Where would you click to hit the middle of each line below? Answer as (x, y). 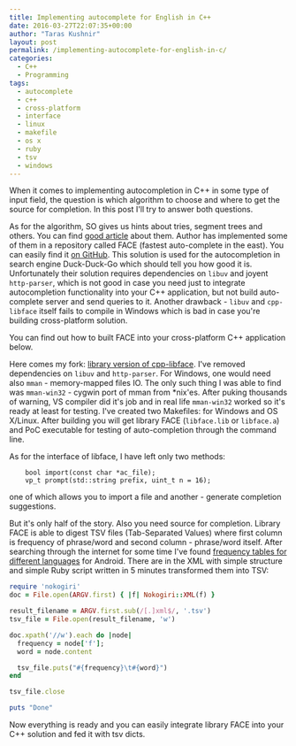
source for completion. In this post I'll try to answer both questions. (131, 210)
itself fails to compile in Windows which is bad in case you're (150, 311)
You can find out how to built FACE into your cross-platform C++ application (148, 338)
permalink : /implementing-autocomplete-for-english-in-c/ (118, 50)
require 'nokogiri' (45, 587)
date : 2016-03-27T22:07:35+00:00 (71, 26)
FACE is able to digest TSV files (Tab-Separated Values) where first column (146, 533)
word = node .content (55, 651)
